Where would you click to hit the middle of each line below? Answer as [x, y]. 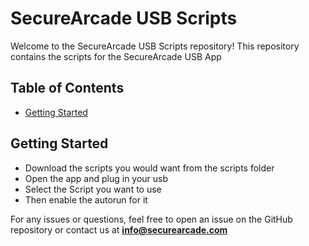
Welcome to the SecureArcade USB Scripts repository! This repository [155, 46]
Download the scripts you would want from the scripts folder [149, 168]
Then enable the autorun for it [86, 199]
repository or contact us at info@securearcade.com [119, 229]
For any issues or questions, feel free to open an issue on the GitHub [151, 219]
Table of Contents [67, 88]
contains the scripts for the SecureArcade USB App [116, 56]
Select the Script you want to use [93, 189]
